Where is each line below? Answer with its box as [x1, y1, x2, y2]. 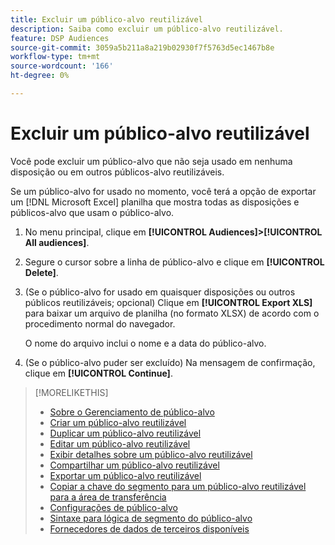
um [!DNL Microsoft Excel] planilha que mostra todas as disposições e [10, 196, 300, 208]
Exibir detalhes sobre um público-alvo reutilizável [49, 448, 253, 460]
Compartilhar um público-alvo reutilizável [49, 459, 220, 471]
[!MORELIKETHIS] [34, 386, 109, 398]
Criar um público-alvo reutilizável [49, 416, 187, 428]
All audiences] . [24, 236, 90, 248]
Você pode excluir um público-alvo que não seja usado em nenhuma [10, 155, 293, 167]
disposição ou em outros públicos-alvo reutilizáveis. [10, 166, 225, 178]
